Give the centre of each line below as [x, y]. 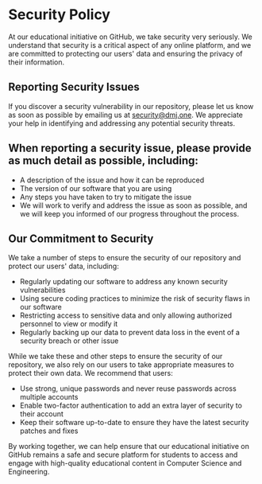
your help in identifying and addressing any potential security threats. [122, 123]
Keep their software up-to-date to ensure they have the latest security [134, 423]
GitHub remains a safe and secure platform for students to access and [123, 455]
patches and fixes [49, 431]
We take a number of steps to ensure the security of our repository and [125, 258]
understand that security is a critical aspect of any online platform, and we [130, 45]
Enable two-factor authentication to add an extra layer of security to [131, 406]
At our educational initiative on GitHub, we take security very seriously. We [130, 37]
